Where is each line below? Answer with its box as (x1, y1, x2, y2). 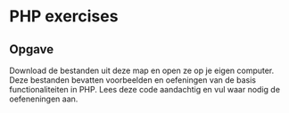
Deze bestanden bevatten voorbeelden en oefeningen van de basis (9, 75, 257, 85)
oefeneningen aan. (9, 93, 78, 104)
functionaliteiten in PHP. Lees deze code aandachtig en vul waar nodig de (9, 85, 281, 94)
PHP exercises (9, 6, 119, 27)
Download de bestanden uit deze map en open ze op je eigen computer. (9, 65, 275, 76)
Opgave (9, 42, 54, 57)
